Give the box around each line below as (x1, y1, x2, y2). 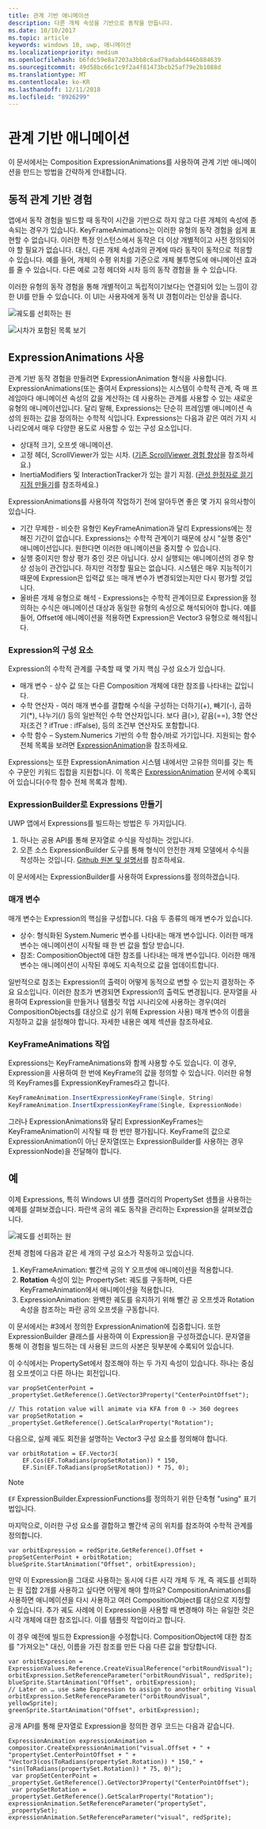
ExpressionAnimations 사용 (8, 351, 145, 365)
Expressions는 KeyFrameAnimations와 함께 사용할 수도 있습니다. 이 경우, (8, 1058, 237, 1067)
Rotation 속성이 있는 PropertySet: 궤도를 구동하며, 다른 (19, 1275, 193, 1284)
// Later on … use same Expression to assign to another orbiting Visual (8, 1685, 257, 1693)
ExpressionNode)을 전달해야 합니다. (8, 1146, 122, 1156)
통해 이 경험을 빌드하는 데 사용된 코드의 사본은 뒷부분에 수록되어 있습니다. (8, 1341, 234, 1351)
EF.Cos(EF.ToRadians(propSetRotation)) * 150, (22, 1457, 179, 1464)
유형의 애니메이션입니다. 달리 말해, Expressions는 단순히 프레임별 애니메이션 (8, 403, 245, 413)
